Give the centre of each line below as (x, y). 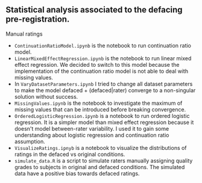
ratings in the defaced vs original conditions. (70, 154)
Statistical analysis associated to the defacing (94, 10)
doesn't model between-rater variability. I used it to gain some (92, 128)
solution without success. (46, 96)
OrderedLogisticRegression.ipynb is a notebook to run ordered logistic (102, 116)
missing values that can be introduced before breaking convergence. (100, 109)
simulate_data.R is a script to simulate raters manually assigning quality (103, 160)
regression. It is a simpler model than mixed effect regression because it (104, 122)
